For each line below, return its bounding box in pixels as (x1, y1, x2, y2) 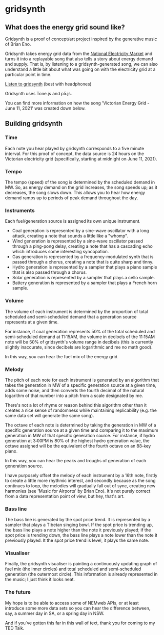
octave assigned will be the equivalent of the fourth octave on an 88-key (5, 443, 151, 449)
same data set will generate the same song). (5, 412, 94, 418)
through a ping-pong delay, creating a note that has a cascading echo (12, 243, 153, 249)
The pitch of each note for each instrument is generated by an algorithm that (5, 377, 159, 383)
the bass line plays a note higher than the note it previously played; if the (5, 527, 151, 533)
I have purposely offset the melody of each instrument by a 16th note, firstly (5, 472, 158, 478)
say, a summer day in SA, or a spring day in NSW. (5, 610, 104, 616)
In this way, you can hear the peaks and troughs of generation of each (5, 457, 146, 463)
